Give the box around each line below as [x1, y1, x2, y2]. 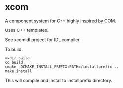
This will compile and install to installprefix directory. [5, 77, 113, 83]
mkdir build [5, 56, 30, 60]
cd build [5, 60, 23, 65]
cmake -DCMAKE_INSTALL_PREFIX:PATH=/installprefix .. [5, 64, 119, 69]
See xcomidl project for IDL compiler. [5, 36, 81, 43]
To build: [5, 46, 23, 52]
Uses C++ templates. [5, 27, 49, 33]
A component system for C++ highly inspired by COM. [5, 18, 117, 24]
